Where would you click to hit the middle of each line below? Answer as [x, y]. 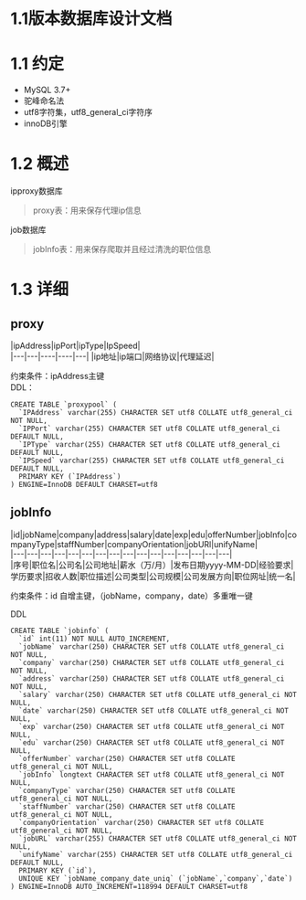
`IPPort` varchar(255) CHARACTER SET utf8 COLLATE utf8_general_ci [150, 429]
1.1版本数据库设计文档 [91, 19]
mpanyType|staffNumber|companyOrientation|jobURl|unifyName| [134, 544]
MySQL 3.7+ [47, 90]
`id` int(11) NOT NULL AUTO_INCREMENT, [95, 639]
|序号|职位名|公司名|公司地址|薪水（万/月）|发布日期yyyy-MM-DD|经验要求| [152, 565]
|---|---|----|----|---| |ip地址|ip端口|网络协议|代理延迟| [112, 356]
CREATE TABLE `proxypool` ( [64, 405]
